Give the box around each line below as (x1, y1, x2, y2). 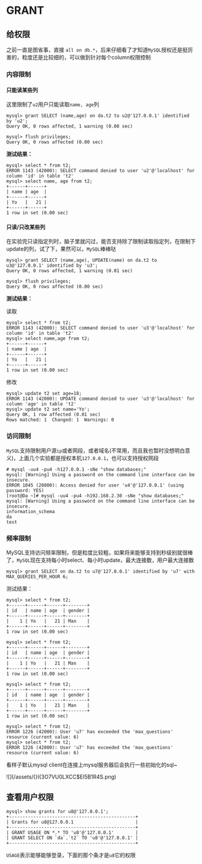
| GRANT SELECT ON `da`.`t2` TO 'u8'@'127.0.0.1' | (6, 834, 138, 841)
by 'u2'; (6, 118, 28, 124)
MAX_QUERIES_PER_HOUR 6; (6, 573, 69, 580)
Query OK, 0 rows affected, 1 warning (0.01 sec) (6, 268, 133, 274)
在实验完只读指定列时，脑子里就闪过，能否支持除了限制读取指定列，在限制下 (6, 238, 196, 245)
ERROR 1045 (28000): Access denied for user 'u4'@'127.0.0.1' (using (6, 482, 185, 488)
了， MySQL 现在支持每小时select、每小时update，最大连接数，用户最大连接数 (6, 556, 194, 564)
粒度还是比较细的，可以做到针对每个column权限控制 (22, 54, 151, 61)
